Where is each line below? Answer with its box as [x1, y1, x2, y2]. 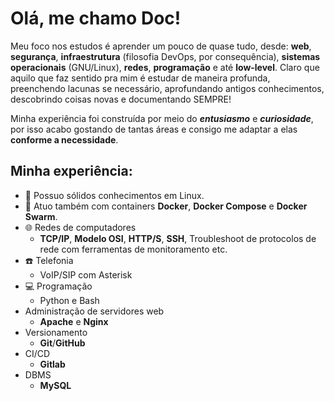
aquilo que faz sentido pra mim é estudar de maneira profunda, [10, 72, 271, 84]
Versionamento [24, 326, 88, 338]
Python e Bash [39, 294, 100, 306]
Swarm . [24, 210, 58, 222]
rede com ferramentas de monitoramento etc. [39, 243, 228, 255]
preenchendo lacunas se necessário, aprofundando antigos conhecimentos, [10, 82, 325, 94]
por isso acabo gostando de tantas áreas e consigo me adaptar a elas [10, 123, 298, 135]
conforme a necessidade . [10, 133, 119, 146]
